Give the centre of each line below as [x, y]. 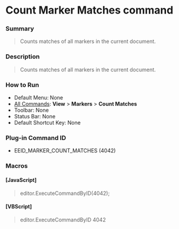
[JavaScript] [21, 180]
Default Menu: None [38, 98]
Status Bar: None [35, 117]
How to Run [22, 85]
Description [23, 57]
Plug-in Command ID [36, 138]
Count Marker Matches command [89, 10]
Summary [20, 29]
